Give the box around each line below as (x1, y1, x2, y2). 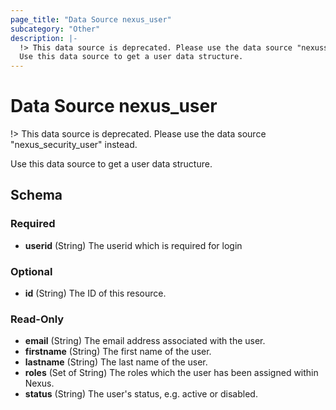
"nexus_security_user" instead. (10, 139, 138, 151)
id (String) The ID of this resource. (24, 287, 167, 300)
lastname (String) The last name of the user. (24, 356, 208, 368)
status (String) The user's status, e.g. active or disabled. (24, 388, 258, 400)
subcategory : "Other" (10, 24, 101, 34)
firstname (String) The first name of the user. (24, 346, 212, 358)
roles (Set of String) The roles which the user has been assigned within (24, 367, 319, 379)
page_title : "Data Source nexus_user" (10, 14, 172, 25)
